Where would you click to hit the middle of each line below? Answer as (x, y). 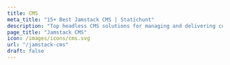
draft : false (26, 51)
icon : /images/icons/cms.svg (49, 39)
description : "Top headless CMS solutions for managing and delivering (111, 26)
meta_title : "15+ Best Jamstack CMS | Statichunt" (81, 20)
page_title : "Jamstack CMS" (47, 32)
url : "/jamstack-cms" (38, 45)
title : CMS (23, 13)
